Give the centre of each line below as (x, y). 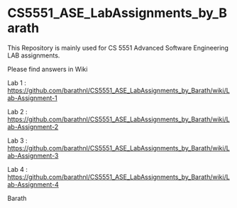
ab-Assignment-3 (33, 155)
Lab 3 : (17, 141)
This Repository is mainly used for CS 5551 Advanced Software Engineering (118, 48)
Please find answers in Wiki (48, 69)
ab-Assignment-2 (33, 126)
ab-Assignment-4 (33, 184)
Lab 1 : (17, 82)
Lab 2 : (17, 111)
